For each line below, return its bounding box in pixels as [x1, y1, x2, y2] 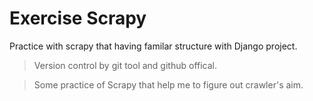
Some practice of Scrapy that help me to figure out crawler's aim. [33, 78, 304, 91]
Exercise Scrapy [9, 7, 147, 30]
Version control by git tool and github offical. [33, 59, 218, 71]
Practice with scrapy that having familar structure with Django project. [9, 40, 298, 52]
